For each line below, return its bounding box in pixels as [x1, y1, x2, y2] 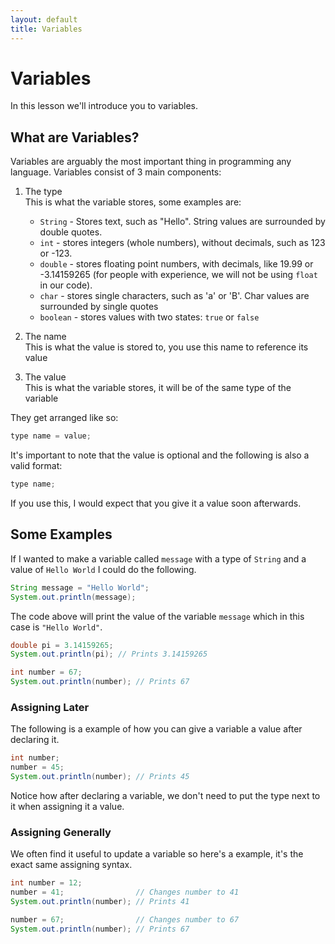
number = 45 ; [10, 762, 65, 773]
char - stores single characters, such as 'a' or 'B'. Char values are [39, 290, 310, 302]
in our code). [39, 279, 93, 291]
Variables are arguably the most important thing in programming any [10, 156, 292, 168]
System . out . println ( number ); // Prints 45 [10, 772, 190, 782]
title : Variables [10, 24, 83, 34]
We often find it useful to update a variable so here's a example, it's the [10, 848, 304, 860]
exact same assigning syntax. [10, 859, 133, 871]
